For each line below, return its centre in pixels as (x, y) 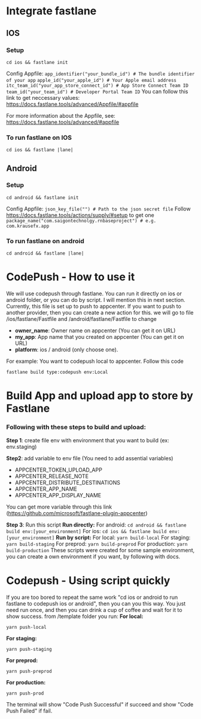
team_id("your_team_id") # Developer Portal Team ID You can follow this (97, 91)
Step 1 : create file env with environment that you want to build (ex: (88, 440)
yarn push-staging (29, 649)
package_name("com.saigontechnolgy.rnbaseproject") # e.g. (81, 221)
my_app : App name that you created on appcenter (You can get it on (99, 337)
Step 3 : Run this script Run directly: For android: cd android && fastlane (96, 525)
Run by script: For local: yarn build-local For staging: (123, 537)
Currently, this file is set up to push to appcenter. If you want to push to (94, 307)
